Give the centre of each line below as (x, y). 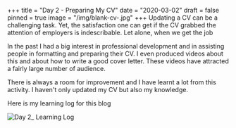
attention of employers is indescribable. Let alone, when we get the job (110, 32)
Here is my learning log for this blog (59, 103)
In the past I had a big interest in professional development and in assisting (116, 46)
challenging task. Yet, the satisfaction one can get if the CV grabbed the (112, 25)
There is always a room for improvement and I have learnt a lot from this (112, 82)
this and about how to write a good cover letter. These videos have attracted (118, 61)
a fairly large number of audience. (56, 69)
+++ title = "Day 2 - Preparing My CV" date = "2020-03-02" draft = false (113, 10)
